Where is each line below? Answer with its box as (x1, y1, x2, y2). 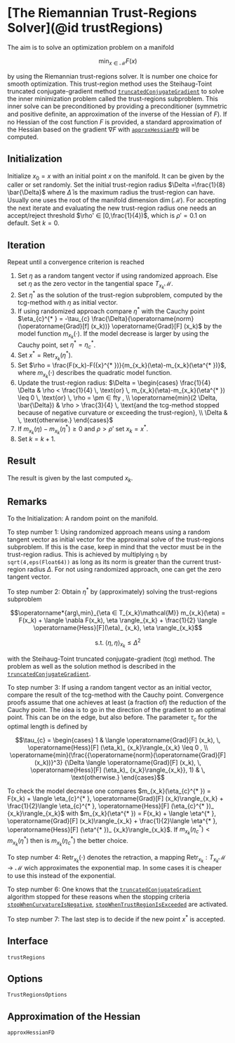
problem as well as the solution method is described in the (7, 662, 176, 670)
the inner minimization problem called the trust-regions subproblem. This (7, 94, 219, 103)
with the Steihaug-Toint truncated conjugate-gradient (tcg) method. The (7, 655, 215, 663)
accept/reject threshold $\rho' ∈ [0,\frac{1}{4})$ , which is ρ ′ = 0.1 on (7, 211, 207, 220)
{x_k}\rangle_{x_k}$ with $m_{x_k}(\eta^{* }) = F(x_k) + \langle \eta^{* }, (7, 809, 216, 818)
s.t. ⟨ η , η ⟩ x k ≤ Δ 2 (94, 637, 142, 649)
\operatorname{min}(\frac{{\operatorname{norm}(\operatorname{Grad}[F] (9, 750, 227, 759)
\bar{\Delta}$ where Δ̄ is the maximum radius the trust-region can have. (7, 188, 215, 197)
